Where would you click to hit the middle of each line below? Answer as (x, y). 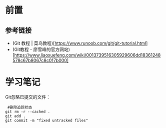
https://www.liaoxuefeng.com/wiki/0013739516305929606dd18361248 (87, 55)
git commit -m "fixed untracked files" (47, 120)
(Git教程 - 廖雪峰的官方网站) (41, 49)
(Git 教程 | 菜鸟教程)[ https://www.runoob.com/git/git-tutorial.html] (80, 43)
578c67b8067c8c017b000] (40, 60)
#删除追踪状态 (20, 107)
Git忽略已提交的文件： (28, 97)
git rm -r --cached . (28, 111)
